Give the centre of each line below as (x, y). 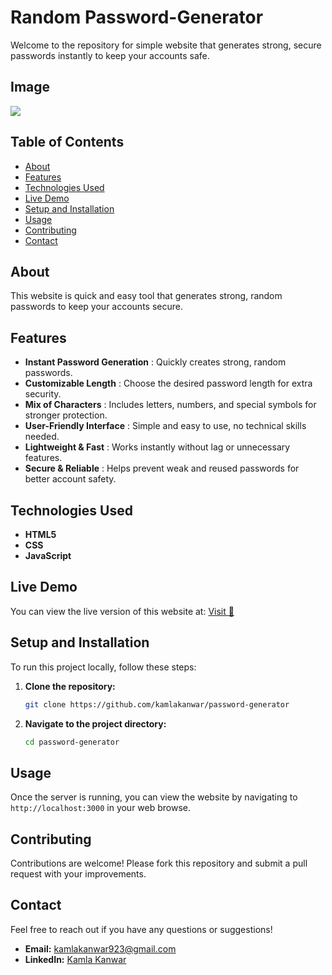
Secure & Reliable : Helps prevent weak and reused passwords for (162, 468)
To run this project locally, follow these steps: (103, 667)
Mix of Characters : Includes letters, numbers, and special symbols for (170, 405)
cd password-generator (72, 742)
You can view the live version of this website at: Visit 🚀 (122, 611)
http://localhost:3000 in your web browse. (101, 808)
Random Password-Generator (137, 17)
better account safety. (70, 479)
